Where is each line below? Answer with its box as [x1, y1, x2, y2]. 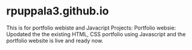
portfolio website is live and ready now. [6, 37, 104, 44]
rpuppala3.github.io [6, 4, 109, 18]
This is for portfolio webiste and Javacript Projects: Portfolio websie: [6, 24, 176, 31]
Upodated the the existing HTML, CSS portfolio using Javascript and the [6, 30, 186, 37]
